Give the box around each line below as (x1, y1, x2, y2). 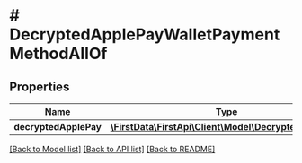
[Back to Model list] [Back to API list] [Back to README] (9, 144, 216, 154)
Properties (9, 79, 70, 94)
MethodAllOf (9, 44, 108, 64)
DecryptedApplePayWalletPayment (9, 24, 280, 45)
